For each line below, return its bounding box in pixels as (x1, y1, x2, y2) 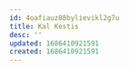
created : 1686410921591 (9, 47, 100, 56)
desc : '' (9, 30, 43, 39)
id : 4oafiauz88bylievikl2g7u (9, 13, 120, 23)
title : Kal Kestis (9, 22, 79, 31)
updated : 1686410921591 (9, 38, 100, 48)
